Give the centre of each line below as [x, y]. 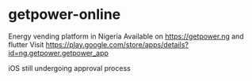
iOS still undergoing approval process [69, 68]
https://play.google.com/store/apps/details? [117, 44]
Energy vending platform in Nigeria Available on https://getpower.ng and [126, 36]
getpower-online [65, 15]
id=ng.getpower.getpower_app [59, 53]
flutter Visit [26, 44]
